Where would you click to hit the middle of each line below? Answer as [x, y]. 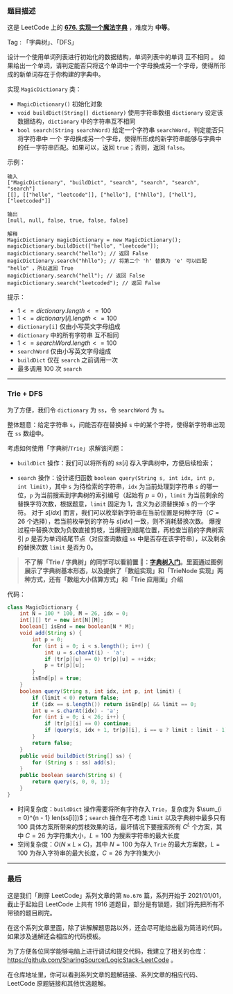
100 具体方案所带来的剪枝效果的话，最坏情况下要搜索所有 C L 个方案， [116, 826]
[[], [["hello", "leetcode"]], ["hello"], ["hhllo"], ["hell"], [102, 195]
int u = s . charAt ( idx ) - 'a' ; [76, 711]
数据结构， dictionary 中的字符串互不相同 [76, 121]
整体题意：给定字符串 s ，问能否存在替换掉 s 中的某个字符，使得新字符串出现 [116, 424]
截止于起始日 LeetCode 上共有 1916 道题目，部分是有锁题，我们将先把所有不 [116, 904]
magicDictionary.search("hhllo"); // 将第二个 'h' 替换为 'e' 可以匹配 [107, 261]
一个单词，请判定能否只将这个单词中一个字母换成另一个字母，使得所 [122, 66]
